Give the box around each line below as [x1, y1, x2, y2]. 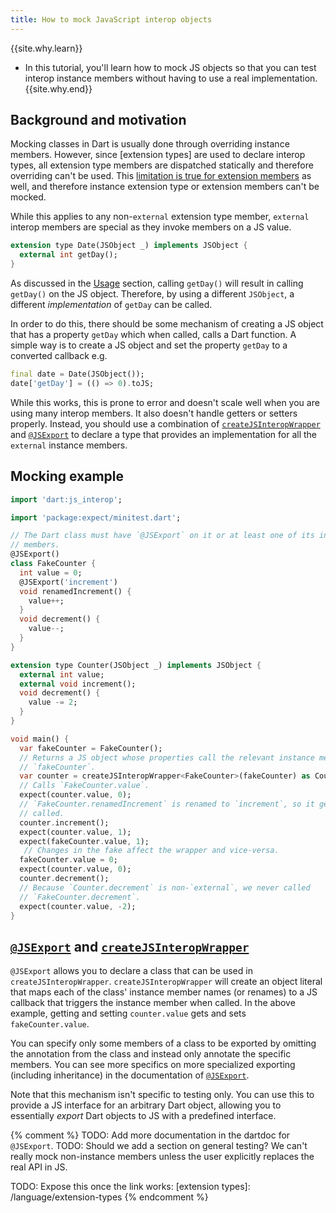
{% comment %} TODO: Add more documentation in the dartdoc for [10, 1129, 291, 1141]
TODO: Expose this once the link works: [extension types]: [10, 1181, 251, 1193]
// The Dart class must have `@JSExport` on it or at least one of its [10, 531, 315, 541]
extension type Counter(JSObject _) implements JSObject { [10, 660, 262, 670]
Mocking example [10, 468, 125, 485]
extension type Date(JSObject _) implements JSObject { [10, 241, 248, 251]
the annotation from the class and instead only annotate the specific [10, 1048, 292, 1060]
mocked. [10, 191, 47, 203]
